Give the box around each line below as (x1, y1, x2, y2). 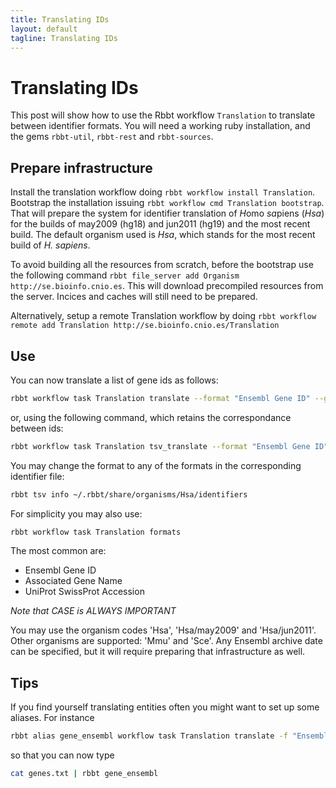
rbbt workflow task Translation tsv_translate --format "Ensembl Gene (10, 441, 311, 451)
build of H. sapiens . (10, 239, 91, 251)
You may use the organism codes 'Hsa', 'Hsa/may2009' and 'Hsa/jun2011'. (10, 624, 317, 636)
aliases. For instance (10, 712, 95, 724)
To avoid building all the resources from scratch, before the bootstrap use (10, 259, 314, 271)
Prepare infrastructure (10, 159, 153, 176)
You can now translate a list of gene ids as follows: (10, 374, 219, 386)
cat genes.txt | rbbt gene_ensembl (10, 769, 159, 779)
